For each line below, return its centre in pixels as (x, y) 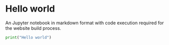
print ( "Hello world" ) (29, 37)
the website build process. (33, 28)
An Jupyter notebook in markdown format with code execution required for (85, 23)
